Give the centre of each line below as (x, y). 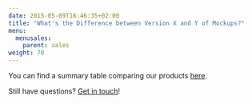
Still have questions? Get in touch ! (64, 91)
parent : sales (46, 46)
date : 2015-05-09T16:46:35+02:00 (64, 16)
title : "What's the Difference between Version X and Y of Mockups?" (127, 23)
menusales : (34, 38)
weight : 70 (26, 53)
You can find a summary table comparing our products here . (108, 76)
